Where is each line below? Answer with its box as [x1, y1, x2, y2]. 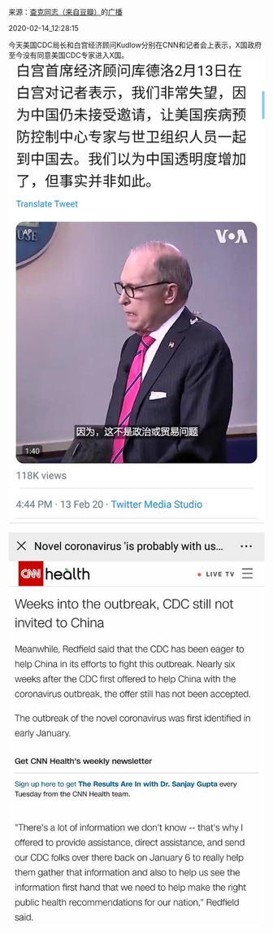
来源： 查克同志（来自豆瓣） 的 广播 [8, 7, 123, 16]
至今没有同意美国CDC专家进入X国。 [8, 50, 129, 59]
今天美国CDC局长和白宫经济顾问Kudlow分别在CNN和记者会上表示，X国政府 [8, 40, 262, 50]
